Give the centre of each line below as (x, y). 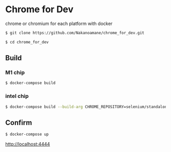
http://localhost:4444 (28, 144)
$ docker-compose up (27, 134)
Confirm (19, 123)
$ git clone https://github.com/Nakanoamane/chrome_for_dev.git (75, 33)
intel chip (17, 96)
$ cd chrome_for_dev (27, 42)
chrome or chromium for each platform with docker (59, 23)
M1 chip (15, 72)
